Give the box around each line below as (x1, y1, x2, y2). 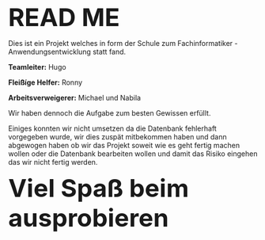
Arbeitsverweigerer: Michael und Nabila (8, 93, 141, 102)
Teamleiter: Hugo (8, 63, 66, 71)
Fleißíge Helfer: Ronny (8, 78, 83, 87)
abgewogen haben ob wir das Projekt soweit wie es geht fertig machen (8, 141, 240, 150)
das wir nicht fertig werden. (8, 158, 98, 166)
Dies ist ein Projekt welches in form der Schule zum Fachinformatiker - (8, 39, 238, 48)
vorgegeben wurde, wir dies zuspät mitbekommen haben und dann (8, 132, 227, 141)
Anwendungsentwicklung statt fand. (8, 47, 127, 56)
